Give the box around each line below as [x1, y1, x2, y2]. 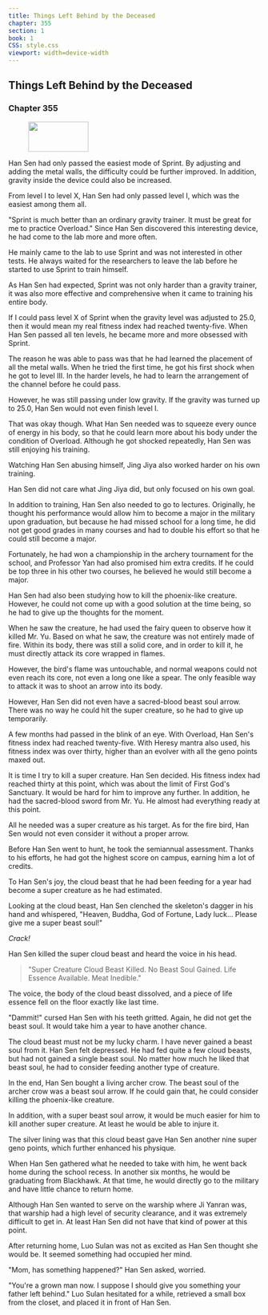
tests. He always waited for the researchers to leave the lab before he [8, 256, 238, 266]
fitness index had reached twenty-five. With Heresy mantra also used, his [8, 737, 250, 747]
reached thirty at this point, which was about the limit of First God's [8, 779, 230, 789]
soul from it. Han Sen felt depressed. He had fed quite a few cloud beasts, [8, 1045, 252, 1055]
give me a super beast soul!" [8, 918, 103, 927]
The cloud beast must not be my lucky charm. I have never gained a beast [8, 1037, 253, 1046]
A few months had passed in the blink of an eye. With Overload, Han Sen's [8, 729, 254, 739]
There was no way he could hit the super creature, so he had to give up [8, 705, 244, 715]
